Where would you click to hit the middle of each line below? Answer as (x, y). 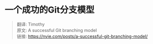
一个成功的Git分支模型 (50, 10)
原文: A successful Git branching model (57, 30)
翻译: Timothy (31, 24)
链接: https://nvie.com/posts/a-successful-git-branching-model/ (82, 36)
